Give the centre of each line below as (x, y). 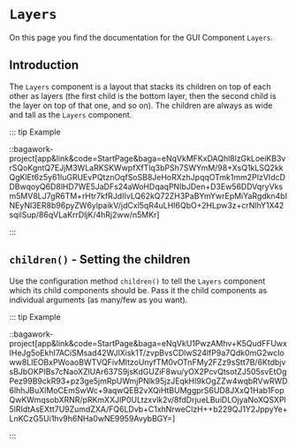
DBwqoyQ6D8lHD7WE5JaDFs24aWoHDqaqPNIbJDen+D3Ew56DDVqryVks (146, 186)
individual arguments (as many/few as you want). (99, 300)
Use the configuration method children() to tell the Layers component (137, 281)
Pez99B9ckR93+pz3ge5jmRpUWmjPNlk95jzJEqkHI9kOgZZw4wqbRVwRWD (148, 381)
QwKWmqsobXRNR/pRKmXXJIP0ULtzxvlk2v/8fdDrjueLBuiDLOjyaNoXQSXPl (148, 399)
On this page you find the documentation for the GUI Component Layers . (141, 37)
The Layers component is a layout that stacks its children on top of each (140, 87)
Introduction (44, 65)
